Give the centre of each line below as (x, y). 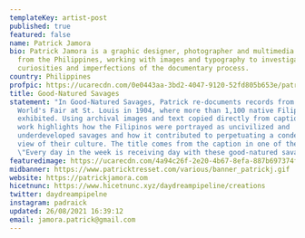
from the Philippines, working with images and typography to (138, 60)
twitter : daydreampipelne (58, 195)
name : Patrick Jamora (50, 43)
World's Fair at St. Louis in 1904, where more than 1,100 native (146, 110)
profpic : (26, 85)
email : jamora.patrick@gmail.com (73, 219)
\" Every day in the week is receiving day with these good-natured (148, 152)
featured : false (40, 34)
